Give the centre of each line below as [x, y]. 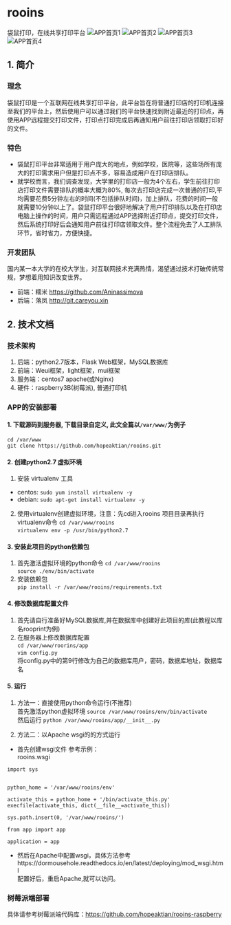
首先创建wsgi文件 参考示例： [58, 749]
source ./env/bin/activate [56, 572]
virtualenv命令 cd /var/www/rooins [66, 522]
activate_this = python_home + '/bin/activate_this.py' [89, 799]
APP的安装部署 [32, 407]
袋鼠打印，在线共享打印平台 [46, 32]
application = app [33, 841]
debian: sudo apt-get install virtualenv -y [81, 499]
